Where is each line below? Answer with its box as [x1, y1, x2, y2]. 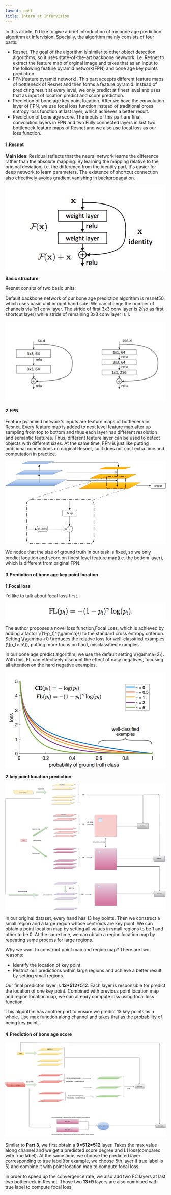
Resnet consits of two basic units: [5, 285, 76, 292]
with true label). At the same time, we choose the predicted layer [5, 1153, 141, 1159]
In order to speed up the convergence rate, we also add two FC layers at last [5, 1173, 166, 1180]
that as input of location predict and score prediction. [12, 92, 125, 98]
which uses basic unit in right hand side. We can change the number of [5, 301, 155, 307]
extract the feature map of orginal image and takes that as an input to [12, 60, 158, 66]
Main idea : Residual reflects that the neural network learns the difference [5, 153, 159, 159]
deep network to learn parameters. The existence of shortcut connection [5, 169, 158, 175]
